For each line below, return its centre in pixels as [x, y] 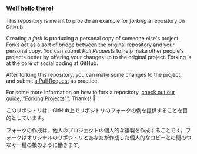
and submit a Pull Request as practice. [52, 81]
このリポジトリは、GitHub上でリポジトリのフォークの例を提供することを [94, 111]
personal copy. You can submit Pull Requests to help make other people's [95, 51]
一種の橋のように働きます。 [50, 145]
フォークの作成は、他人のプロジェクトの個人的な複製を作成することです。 [96, 131]
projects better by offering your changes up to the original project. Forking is [99, 57]
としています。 [29, 118]
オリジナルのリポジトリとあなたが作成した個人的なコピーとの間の [106, 138]
